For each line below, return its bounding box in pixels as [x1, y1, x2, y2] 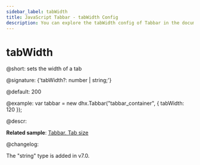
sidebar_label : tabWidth [6, 8, 68, 15]
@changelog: [6, 141, 39, 148]
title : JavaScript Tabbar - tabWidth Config [6, 14, 118, 20]
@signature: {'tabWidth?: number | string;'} [6, 77, 112, 84]
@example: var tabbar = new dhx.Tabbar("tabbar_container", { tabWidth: [6, 99, 185, 107]
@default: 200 [6, 88, 42, 95]
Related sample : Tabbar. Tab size [6, 129, 89, 136]
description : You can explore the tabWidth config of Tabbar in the [6, 20, 180, 26]
